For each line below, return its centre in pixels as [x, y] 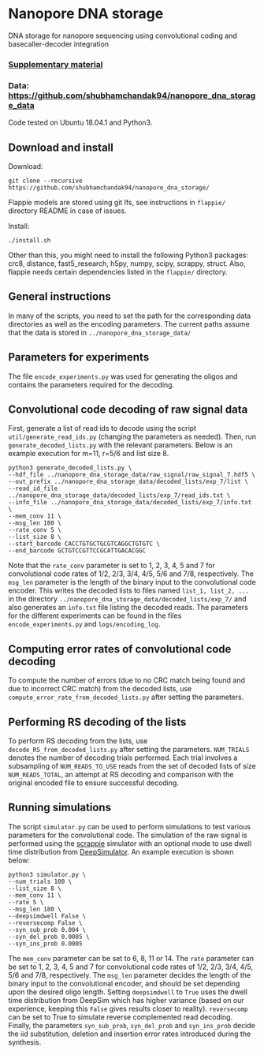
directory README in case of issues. [68, 211]
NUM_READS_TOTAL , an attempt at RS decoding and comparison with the [121, 775]
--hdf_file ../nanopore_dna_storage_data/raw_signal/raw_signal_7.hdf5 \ [132, 475]
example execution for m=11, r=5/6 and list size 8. [89, 454]
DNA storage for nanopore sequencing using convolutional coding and [123, 36]
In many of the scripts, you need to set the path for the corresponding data [130, 316]
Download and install [61, 147]
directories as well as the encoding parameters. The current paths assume [129, 324]
